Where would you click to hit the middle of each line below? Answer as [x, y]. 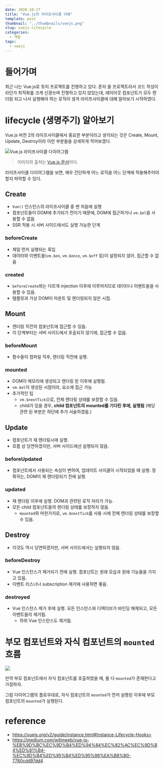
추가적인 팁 [23, 394]
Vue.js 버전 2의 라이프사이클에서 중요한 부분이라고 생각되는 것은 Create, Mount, [82, 135]
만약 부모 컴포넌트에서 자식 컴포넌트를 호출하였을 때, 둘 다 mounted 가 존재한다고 [81, 678]
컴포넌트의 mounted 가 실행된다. [34, 701]
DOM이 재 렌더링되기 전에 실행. [57, 477]
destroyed [18, 597]
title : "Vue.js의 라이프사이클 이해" [39, 14]
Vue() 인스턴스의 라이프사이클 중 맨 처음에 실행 [57, 207]
